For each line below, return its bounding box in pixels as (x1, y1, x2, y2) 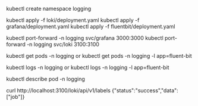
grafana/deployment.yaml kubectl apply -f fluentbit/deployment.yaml (6, 23, 175, 30)
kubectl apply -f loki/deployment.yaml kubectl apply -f (6, 17, 140, 23)
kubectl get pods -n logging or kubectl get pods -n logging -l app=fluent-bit (6, 52, 192, 59)
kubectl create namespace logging (6, 5, 92, 12)
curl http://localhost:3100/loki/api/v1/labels (6, 87, 111, 94)
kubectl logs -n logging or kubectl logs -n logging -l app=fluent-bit (6, 64, 169, 71)
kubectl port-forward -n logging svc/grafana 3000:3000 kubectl (6, 35, 164, 41)
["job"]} (6, 93, 25, 100)
